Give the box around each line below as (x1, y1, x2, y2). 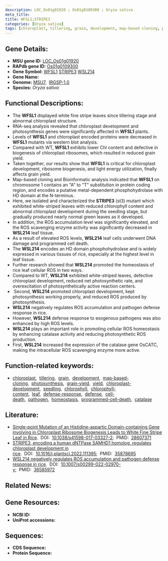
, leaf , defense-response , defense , (28, 391, 103, 397)
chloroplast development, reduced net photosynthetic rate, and (12, 277, 143, 284)
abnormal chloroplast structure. (12, 117, 77, 123)
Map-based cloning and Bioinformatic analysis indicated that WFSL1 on (12, 176, 160, 182)
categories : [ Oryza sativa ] (5, 21, 64, 27)
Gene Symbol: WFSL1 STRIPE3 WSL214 (12, 68, 95, 74)
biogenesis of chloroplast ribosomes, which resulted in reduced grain (12, 150, 156, 156)
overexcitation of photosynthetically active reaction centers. (12, 283, 136, 289)
